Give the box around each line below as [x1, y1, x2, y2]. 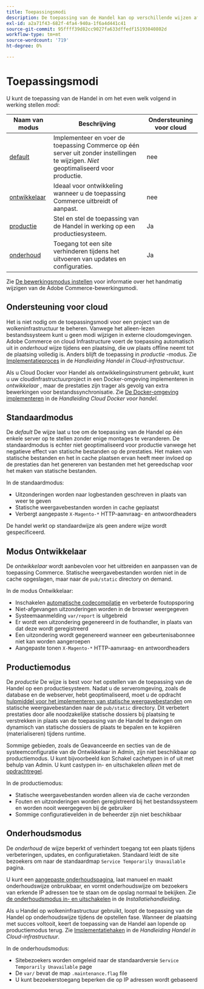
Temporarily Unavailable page [15, 963, 92, 970]
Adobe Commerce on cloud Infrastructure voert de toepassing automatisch [6, 338, 194, 345]
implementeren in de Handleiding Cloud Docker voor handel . [6, 394, 158, 402]
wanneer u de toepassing [53, 189, 126, 197]
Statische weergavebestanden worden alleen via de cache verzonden [15, 792, 190, 799]
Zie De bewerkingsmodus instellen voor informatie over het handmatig [6, 278, 182, 285]
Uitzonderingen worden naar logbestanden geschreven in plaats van [15, 491, 187, 498]
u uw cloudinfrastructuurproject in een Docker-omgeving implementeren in [6, 375, 194, 383]
